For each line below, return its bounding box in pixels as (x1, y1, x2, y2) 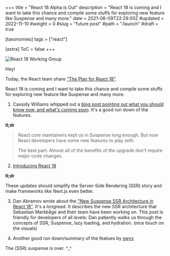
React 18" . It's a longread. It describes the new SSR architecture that (12, 204, 157, 209)
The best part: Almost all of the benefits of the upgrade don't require (17, 147, 163, 153)
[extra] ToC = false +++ (5, 46, 55, 52)
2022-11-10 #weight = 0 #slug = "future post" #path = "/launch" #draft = (5, 21, 159, 27)
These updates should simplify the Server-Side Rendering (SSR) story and (5, 183, 162, 189)
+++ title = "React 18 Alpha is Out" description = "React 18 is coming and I (5, 5, 162, 10)
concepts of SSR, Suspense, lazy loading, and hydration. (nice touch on (12, 220, 164, 226)
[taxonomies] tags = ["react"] (5, 36, 68, 42)
